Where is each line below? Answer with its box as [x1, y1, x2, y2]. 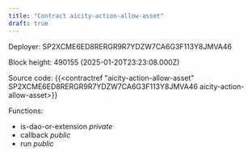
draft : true [8, 19, 48, 27]
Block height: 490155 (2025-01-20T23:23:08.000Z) [8, 57, 180, 67]
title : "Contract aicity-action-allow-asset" [8, 11, 164, 20]
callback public [19, 130, 71, 140]
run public [19, 138, 54, 148]
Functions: [8, 106, 44, 116]
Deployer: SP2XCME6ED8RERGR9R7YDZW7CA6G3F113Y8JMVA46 [8, 41, 233, 51]
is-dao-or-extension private [19, 121, 113, 131]
